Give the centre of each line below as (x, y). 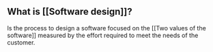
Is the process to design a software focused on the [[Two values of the (106, 28)
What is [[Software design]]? (70, 12)
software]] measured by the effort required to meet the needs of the (103, 35)
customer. (21, 42)
